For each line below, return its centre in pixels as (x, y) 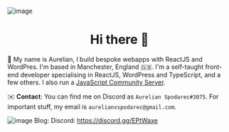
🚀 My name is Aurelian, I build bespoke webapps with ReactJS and (105, 59)
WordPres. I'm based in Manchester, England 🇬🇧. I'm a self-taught (106, 67)
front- (214, 67)
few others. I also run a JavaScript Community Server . (86, 82)
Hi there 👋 (119, 40)
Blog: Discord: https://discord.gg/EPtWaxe (96, 120)
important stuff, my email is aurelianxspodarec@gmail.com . (92, 106)
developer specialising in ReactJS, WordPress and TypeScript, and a (121, 75)
